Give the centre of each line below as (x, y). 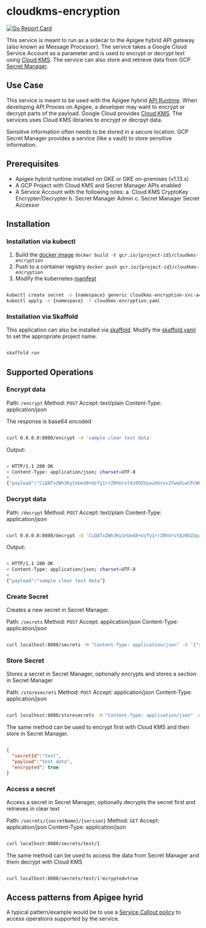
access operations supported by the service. (63, 919)
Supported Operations (50, 372)
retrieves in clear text (33, 808)
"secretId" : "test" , (37, 756)
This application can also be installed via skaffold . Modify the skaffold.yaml (101, 330)
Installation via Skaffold (42, 316)
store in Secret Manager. (37, 734)
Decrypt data (26, 499)
